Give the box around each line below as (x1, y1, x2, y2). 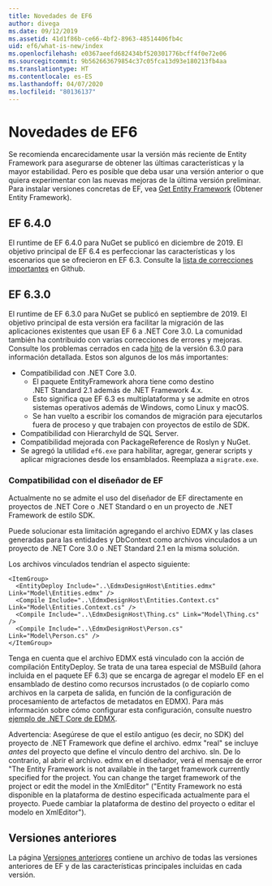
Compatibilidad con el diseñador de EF (8, 474, 164, 486)
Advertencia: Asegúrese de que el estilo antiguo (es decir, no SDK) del (8, 730, 244, 740)
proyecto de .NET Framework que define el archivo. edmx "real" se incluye (8, 738, 259, 749)
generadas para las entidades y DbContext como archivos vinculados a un (8, 535, 257, 545)
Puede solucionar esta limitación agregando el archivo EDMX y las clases (8, 526, 254, 536)
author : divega (8, 20, 60, 28)
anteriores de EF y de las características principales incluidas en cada (8, 862, 242, 871)
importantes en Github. (8, 264, 85, 273)
